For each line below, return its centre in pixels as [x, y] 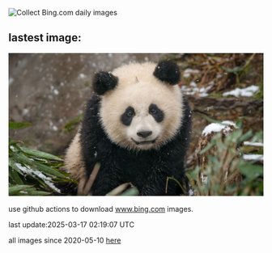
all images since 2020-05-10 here [65, 240]
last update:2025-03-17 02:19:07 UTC [72, 225]
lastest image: [45, 38]
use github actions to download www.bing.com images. [101, 209]
